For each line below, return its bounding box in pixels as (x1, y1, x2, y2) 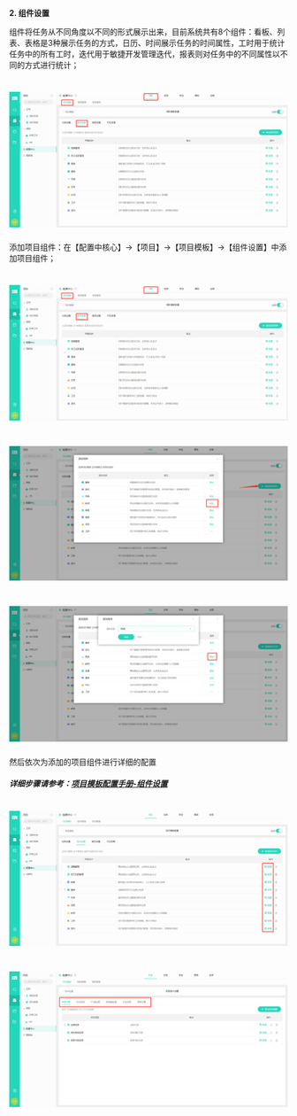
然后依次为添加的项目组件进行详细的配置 (9, 756, 156, 767)
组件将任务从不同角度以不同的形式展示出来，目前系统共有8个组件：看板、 (9, 27, 278, 37)
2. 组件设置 (9, 8, 50, 18)
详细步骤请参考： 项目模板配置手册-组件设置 (9, 779, 168, 789)
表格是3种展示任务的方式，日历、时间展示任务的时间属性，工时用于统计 (24, 38, 286, 48)
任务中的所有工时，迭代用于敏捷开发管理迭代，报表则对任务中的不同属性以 (9, 49, 280, 59)
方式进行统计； (24, 60, 80, 70)
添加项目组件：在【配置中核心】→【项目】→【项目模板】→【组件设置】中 (9, 242, 280, 252)
